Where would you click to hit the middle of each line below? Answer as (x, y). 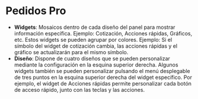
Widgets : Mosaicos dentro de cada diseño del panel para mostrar (95, 27)
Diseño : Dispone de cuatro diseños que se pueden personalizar (92, 58)
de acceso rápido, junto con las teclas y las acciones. (79, 90)
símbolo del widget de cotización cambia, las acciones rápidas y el (96, 46)
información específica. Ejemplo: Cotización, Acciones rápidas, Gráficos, (103, 33)
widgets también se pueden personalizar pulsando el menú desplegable (102, 71)
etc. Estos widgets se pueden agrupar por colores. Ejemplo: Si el (93, 39)
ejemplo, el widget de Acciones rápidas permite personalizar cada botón (103, 83)
